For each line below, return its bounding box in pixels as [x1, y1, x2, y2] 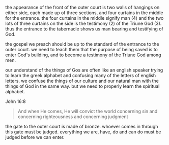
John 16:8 [5, 98, 26, 104]
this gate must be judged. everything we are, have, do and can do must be [5, 129, 161, 135]
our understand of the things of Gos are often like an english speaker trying [5, 67, 163, 73]
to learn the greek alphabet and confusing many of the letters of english [5, 72, 156, 78]
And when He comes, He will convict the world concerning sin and [17, 108, 158, 114]
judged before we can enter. [5, 134, 65, 140]
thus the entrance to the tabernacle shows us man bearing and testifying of [5, 26, 164, 32]
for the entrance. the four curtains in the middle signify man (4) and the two [5, 15, 164, 21]
